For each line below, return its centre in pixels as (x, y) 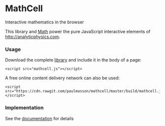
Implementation (25, 108)
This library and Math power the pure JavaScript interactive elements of (78, 31)
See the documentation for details (40, 118)
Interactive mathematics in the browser (45, 22)
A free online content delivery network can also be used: (62, 78)
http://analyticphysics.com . (33, 37)
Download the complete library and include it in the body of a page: (73, 60)
